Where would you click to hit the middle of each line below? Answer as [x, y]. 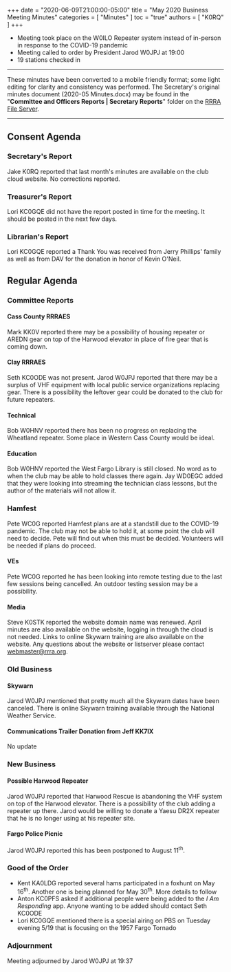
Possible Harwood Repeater [48, 781]
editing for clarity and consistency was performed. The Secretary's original [113, 87]
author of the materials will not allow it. [62, 490]
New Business [32, 764]
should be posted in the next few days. [62, 219]
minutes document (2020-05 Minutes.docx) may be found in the [98, 94]
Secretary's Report [40, 156]
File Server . [23, 109]
